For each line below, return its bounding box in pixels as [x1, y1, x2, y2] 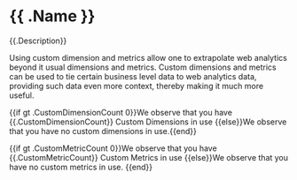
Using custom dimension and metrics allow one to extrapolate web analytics [9, 52, 288, 63]
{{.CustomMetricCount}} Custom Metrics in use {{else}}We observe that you [9, 152, 289, 162]
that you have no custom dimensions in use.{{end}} [9, 125, 197, 136]
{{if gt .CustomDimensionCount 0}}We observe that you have [9, 107, 233, 117]
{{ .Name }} [9, 6, 96, 26]
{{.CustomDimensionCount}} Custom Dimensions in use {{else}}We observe [9, 116, 287, 127]
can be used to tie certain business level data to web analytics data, [9, 71, 257, 81]
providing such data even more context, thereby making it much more [9, 80, 264, 91]
